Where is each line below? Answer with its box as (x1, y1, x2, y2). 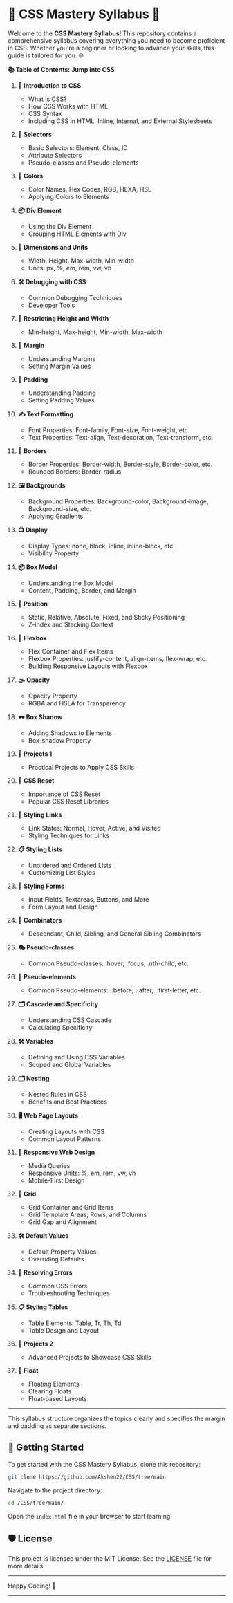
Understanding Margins (28, 354, 96, 362)
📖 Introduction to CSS (17, 81, 82, 89)
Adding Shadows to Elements (28, 729, 113, 737)
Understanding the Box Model (28, 579, 114, 587)
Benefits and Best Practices (28, 1097, 108, 1106)
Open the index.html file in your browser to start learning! (8, 1512, 172, 1520)
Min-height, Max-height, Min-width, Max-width (28, 328, 163, 336)
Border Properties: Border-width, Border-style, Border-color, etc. (28, 460, 213, 468)
